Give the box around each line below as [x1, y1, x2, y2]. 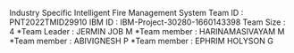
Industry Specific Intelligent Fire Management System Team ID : [9, 8, 244, 18]
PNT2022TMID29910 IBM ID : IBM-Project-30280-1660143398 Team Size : [9, 17, 286, 27]
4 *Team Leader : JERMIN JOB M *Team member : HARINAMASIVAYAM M [9, 26, 285, 36]
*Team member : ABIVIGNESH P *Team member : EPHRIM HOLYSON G [9, 35, 274, 46]
